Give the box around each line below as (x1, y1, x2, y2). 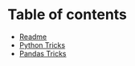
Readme (18, 32, 47, 41)
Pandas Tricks (18, 49, 67, 58)
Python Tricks (18, 40, 66, 49)
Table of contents (7, 6, 128, 24)
